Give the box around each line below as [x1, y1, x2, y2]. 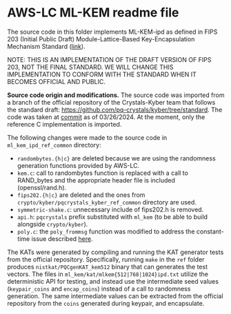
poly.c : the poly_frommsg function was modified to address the [17, 227, 195, 235]
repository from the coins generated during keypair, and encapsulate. [7, 299, 205, 307]
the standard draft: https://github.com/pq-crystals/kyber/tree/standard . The [7, 105, 223, 114]
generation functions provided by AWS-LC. [17, 161, 140, 169]
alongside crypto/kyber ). [17, 220, 88, 228]
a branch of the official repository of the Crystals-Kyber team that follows [7, 98, 216, 106]
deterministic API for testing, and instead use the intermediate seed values [7, 277, 219, 285]
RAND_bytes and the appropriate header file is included [17, 176, 176, 184]
